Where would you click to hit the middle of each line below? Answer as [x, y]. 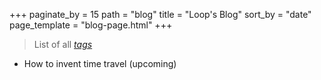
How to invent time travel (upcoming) [100, 63]
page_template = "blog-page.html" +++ [91, 25]
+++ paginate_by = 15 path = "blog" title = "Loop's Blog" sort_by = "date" [160, 14]
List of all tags [63, 44]
